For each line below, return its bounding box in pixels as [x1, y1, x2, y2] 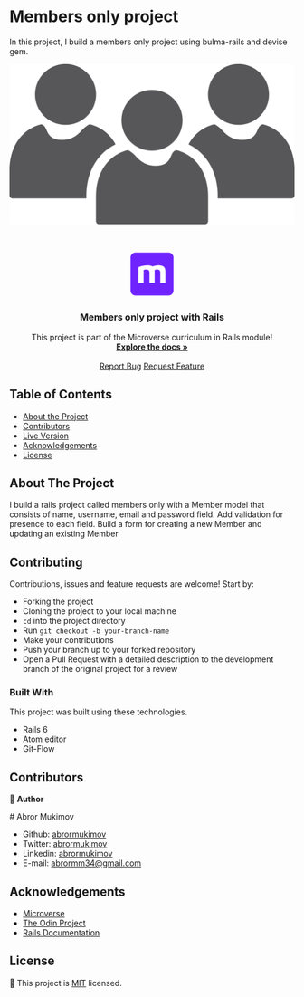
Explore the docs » [116, 341, 188, 352]
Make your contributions [22, 635, 115, 646]
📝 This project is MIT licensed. [9, 977, 122, 988]
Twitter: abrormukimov [22, 839, 108, 849]
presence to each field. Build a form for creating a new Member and [9, 519, 262, 530]
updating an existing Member [9, 528, 119, 540]
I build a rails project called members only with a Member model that [9, 500, 265, 511]
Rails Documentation [22, 927, 100, 938]
